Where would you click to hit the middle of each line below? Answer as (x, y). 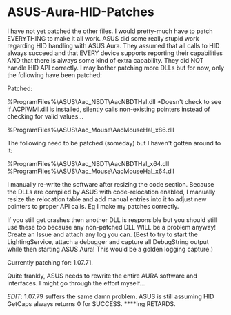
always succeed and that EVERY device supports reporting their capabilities (115, 53)
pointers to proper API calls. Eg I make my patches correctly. (93, 206)
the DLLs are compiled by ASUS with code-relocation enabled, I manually (111, 192)
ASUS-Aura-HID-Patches (81, 12)
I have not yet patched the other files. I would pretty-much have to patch (110, 31)
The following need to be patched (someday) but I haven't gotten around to (114, 143)
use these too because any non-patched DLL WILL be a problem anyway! (111, 227)
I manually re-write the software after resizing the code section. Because (111, 184)
